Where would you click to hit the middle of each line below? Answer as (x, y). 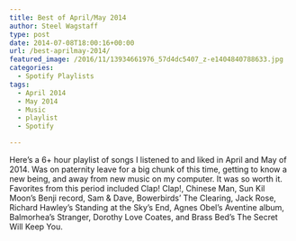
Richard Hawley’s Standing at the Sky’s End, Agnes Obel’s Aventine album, (147, 207)
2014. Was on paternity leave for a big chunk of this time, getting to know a (148, 169)
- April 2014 (42, 93)
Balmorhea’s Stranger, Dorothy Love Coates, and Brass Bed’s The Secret (144, 217)
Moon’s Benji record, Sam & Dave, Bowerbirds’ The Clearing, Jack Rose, (143, 198)
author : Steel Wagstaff (54, 26)
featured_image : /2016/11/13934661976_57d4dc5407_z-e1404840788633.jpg (146, 59)
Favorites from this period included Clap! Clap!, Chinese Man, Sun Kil (137, 188)
